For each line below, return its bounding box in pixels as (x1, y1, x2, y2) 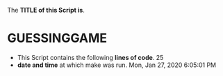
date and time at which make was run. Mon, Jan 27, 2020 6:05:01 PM (17, 61, 217, 69)
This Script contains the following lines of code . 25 (17, 53, 164, 61)
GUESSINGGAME (7, 31, 108, 46)
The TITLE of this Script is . (7, 6, 85, 14)
